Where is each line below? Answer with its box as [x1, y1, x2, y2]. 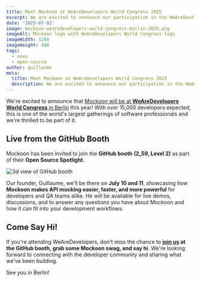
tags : [6, 48, 20, 54]
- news [11, 53, 28, 59]
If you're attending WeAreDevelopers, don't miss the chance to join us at [6, 238, 185, 245]
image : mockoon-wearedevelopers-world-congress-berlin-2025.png [6, 25, 170, 32]
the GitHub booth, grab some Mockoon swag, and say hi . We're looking [6, 244, 185, 251]
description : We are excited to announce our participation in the [11, 81, 184, 87]
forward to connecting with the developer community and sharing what [6, 251, 182, 258]
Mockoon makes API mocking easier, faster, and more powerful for [6, 186, 175, 193]
